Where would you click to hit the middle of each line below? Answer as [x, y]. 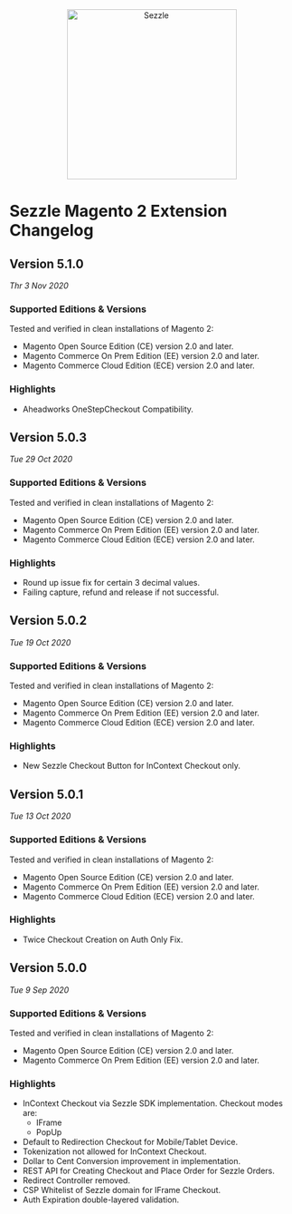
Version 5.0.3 [48, 437]
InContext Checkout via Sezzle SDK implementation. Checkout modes [152, 1103]
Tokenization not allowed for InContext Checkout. [114, 1151]
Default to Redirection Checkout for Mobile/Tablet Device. [130, 1142]
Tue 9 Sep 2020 [39, 990]
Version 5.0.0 [48, 968]
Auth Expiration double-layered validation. [101, 1199]
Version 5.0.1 [47, 794]
